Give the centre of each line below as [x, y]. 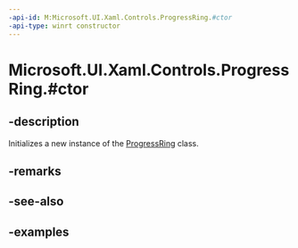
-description [44, 122]
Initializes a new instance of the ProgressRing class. [104, 143]
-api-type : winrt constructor [65, 26]
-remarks [35, 171]
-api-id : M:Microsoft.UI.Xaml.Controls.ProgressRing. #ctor [120, 17]
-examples [39, 231]
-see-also [36, 202]
